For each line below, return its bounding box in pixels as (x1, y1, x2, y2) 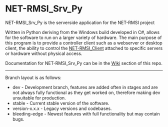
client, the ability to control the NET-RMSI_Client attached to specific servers (5, 45, 163, 51)
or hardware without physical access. (5, 50, 82, 56)
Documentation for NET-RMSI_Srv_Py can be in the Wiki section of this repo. (5, 60, 163, 66)
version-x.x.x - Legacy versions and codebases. (12, 105, 112, 111)
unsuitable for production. (12, 94, 66, 100)
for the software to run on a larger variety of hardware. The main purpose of (5, 34, 162, 40)
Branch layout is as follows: (5, 74, 61, 80)
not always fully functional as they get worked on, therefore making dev (12, 89, 160, 95)
